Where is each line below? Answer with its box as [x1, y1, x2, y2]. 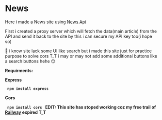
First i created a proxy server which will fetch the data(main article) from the [5, 28, 157, 34]
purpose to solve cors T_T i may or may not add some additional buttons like [5, 53, 158, 59]
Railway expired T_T [5, 109, 46, 115]
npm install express [7, 86, 49, 91]
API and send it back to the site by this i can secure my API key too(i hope [5, 33, 152, 39]
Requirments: [5, 67, 33, 73]
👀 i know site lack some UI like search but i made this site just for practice [5, 48, 152, 54]
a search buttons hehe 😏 [5, 58, 56, 64]
